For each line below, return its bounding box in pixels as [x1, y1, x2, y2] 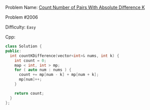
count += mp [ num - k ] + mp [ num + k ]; [18, 72, 99, 77]
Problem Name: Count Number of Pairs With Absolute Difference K [5, 5, 145, 10]
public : [5, 48, 22, 53]
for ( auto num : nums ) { [14, 67, 72, 73]
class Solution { [5, 44, 42, 49]
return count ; [14, 91, 44, 96]
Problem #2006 [5, 14, 38, 20]
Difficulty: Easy [5, 24, 36, 30]
